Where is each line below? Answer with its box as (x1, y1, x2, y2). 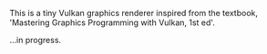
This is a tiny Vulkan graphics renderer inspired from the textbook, (9, 8, 258, 18)
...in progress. (9, 35, 62, 45)
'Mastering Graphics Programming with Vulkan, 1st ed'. (9, 17, 216, 28)
